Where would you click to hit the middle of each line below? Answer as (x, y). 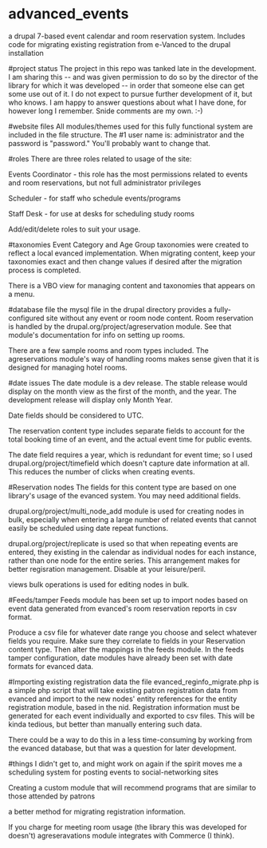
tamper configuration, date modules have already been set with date (121, 658)
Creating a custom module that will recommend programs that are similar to (132, 787)
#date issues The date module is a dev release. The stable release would (128, 382)
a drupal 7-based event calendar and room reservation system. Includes (127, 36)
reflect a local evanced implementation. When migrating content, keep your (132, 253)
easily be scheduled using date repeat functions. (88, 528)
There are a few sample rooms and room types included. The (109, 350)
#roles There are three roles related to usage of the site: (100, 159)
